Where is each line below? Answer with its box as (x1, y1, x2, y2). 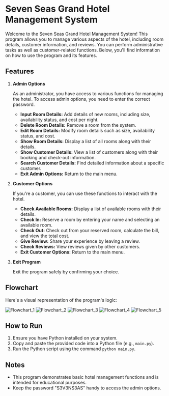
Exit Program (12, 259, 41, 265)
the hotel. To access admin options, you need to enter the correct (12, 96, 150, 102)
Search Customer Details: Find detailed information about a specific (20, 160, 164, 166)
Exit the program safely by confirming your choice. (12, 268, 120, 275)
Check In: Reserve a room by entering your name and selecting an (20, 216, 160, 222)
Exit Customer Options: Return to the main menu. (20, 249, 125, 255)
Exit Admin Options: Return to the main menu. (20, 171, 118, 177)
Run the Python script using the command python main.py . (12, 346, 136, 352)
